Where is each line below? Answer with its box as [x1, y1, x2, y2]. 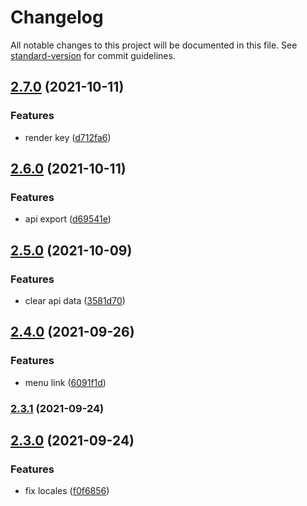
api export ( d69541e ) [24, 213, 112, 225]
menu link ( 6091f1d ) [24, 376, 107, 388]
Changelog [10, 6, 104, 29]
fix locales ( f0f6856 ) [24, 485, 110, 497]
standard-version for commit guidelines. [10, 49, 176, 61]
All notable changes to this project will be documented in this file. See [10, 39, 298, 51]
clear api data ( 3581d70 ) [24, 295, 126, 306]
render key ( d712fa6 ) [24, 131, 112, 143]
